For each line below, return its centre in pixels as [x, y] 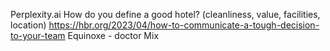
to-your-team [38, 35]
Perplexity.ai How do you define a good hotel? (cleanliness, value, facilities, [165, 14]
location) [28, 25]
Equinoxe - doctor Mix [113, 35]
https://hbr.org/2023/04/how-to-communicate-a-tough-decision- [184, 25]
